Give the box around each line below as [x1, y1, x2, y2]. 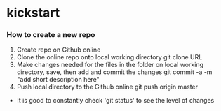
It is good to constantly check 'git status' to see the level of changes [16, 96, 215, 105]
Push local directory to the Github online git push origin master [16, 82, 198, 91]
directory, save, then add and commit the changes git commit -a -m [16, 68, 213, 76]
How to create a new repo [6, 30, 95, 40]
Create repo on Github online [16, 45, 101, 54]
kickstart [6, 5, 60, 21]
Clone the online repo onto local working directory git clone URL [16, 53, 203, 61]
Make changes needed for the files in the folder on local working [16, 61, 204, 69]
